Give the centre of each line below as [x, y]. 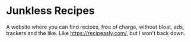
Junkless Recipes [50, 11]
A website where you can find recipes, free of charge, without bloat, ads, [95, 27]
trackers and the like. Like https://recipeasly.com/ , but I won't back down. [96, 33]
